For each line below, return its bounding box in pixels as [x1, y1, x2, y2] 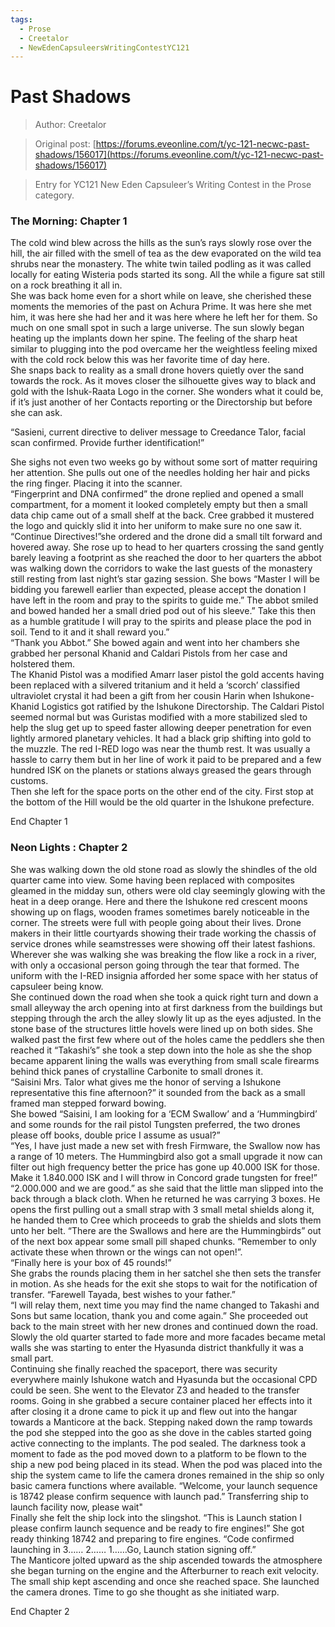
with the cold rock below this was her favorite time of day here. [10, 354, 270, 366]
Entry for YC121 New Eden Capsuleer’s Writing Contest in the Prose [34, 179, 312, 191]
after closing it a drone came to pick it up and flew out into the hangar [10, 1405, 298, 1417]
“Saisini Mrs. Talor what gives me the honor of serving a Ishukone [10, 1076, 282, 1088]
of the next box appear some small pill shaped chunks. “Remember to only [10, 1235, 317, 1247]
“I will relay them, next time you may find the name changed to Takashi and [10, 1299, 320, 1311]
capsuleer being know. [10, 980, 104, 992]
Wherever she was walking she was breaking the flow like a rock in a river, [10, 948, 317, 960]
